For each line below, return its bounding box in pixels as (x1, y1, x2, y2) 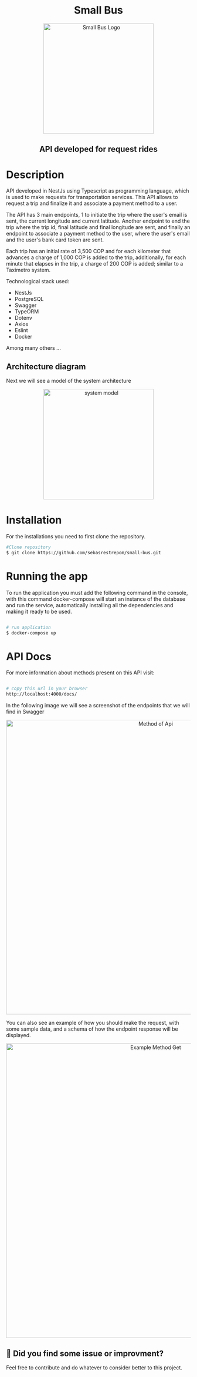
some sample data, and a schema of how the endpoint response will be (6, 1025, 179, 1032)
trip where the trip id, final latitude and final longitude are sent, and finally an (6, 224, 191, 231)
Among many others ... (6, 345, 62, 352)
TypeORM (14, 308, 39, 315)
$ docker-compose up (6, 630, 57, 636)
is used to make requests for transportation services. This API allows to (6, 194, 178, 201)
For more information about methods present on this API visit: (6, 669, 155, 676)
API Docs (6, 650, 52, 663)
